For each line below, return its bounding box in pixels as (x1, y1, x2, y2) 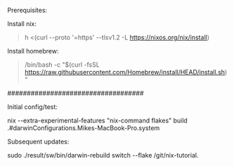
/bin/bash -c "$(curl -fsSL (24, 60, 100, 69)
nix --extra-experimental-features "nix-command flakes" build (7, 116, 188, 124)
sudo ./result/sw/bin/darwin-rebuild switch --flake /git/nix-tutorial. (7, 151, 199, 159)
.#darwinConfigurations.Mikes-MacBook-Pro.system (7, 124, 160, 132)
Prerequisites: (7, 6, 48, 14)
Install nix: (7, 20, 37, 27)
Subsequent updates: (7, 137, 70, 146)
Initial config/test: (7, 103, 58, 111)
